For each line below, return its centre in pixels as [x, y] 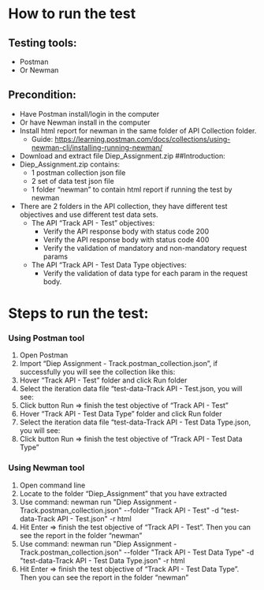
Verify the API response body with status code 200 [126, 231]
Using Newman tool [46, 468]
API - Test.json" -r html [94, 518]
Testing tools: [43, 43]
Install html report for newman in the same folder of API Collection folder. [138, 130]
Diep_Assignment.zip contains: [70, 164]
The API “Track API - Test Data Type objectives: [109, 264]
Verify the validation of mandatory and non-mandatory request [145, 248]
